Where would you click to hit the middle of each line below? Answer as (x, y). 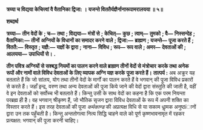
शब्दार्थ (12, 21)
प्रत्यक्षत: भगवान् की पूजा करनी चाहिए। (42, 120)
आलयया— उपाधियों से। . (31, 54)
